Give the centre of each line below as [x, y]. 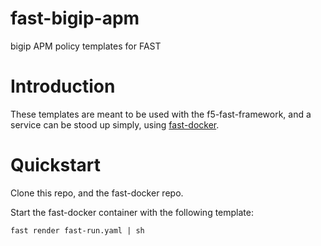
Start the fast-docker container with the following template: [132, 212]
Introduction [63, 86]
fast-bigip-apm [75, 18]
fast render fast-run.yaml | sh [77, 230]
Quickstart [56, 165]
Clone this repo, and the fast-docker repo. [97, 193]
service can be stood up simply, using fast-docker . [115, 124]
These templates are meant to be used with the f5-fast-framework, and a [161, 114]
